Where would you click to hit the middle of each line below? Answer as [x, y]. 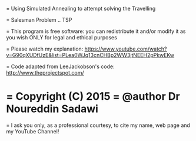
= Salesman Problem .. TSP [39, 20]
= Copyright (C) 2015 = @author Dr [93, 97]
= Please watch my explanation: [45, 49]
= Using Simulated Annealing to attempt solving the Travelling [81, 9]
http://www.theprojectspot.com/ [45, 73]
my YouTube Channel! [33, 131]
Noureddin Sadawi [52, 109]
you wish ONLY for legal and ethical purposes [62, 37]
